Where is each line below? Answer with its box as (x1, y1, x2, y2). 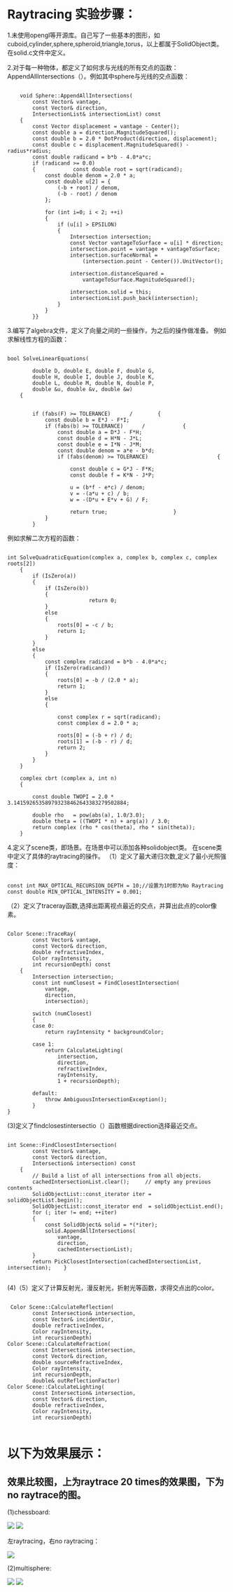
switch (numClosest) (32, 1010, 92, 1017)
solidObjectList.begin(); (7, 1197, 83, 1204)
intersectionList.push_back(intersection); (69, 294, 199, 301)
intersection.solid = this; (69, 288, 152, 295)
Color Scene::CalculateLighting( (7, 1383, 105, 1390)
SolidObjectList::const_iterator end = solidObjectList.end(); (32, 1203, 224, 1210)
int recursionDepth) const (32, 961, 111, 968)
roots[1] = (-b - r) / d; (57, 737, 133, 745)
